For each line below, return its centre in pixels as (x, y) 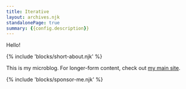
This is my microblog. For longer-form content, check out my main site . (93, 68)
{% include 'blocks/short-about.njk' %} (54, 56)
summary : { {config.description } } (48, 28)
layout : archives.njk (33, 17)
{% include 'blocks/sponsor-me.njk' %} (55, 80)
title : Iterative (28, 12)
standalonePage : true (33, 23)
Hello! (13, 45)
